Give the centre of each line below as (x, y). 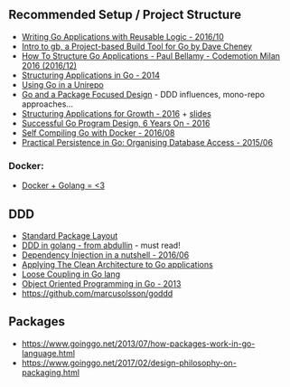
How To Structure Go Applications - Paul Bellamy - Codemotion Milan (151, 56)
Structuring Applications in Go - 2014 (90, 75)
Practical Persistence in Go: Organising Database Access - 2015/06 (147, 142)
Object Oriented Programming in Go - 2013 (101, 283)
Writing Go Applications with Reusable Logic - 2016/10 (123, 36)
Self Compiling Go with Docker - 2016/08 (98, 132)
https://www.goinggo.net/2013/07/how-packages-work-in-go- (138, 344)
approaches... (47, 104)
